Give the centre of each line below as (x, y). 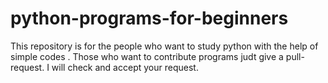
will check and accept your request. (125, 67)
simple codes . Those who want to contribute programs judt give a (147, 56)
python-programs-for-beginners (149, 18)
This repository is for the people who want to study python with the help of (164, 46)
